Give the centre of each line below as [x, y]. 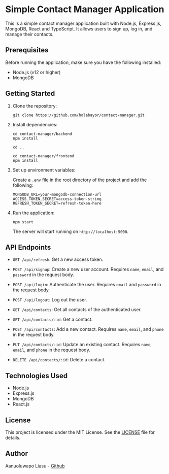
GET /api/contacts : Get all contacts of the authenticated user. [77, 310]
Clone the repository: [35, 106]
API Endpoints [28, 247]
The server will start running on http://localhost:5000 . [70, 231]
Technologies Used [36, 376]
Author [16, 453]
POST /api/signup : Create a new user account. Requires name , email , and [88, 269]
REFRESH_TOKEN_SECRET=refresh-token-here [57, 203]
